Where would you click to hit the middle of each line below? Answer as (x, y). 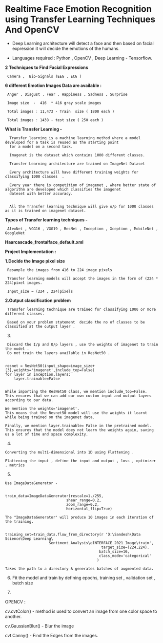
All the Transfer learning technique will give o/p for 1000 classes (81, 206)
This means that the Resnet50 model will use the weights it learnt (76, 413)
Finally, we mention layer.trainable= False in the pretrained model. (78, 426)
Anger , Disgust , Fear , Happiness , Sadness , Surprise (67, 94)
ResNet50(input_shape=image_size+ (60, 366)
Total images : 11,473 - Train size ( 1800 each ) (61, 111)
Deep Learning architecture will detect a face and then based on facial (83, 43)
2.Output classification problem (38, 300)
